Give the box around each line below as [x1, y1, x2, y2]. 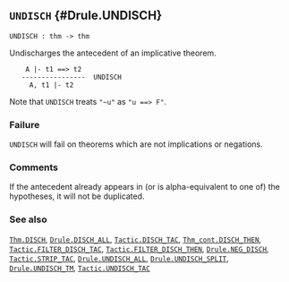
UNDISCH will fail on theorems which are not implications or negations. [9, 139, 264, 150]
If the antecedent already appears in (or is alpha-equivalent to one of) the [9, 182, 280, 192]
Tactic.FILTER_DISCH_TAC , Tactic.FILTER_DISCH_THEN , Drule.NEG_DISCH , [9, 243, 269, 254]
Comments [9, 161, 58, 174]
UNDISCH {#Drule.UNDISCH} [9, 8, 163, 23]
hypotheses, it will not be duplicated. [9, 191, 145, 201]
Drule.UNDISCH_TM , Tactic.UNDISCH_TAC [9, 262, 150, 273]
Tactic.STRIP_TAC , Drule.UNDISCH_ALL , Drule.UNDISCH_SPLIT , [9, 252, 230, 263]
